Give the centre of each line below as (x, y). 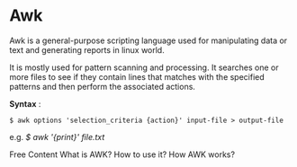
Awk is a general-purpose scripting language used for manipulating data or (148, 40)
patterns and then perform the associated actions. (103, 86)
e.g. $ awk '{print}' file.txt (57, 136)
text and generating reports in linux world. (87, 49)
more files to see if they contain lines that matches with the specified (137, 76)
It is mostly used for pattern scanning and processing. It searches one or (144, 67)
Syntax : (25, 103)
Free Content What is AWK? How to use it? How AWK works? (122, 154)
